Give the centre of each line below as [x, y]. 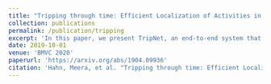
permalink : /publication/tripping [67, 30]
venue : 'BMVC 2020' [41, 53]
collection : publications [52, 23]
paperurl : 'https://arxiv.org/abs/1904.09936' [88, 61]
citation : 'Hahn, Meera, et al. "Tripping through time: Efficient [124, 68]
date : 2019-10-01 [38, 46]
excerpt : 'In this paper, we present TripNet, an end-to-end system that [135, 38]
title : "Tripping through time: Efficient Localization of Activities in [135, 16]
